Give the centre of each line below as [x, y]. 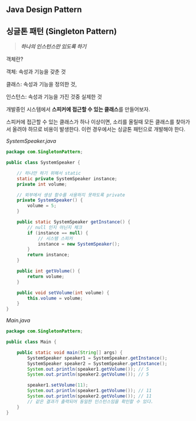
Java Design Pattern [44, 10]
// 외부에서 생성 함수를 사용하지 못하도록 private [71, 195]
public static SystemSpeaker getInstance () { [74, 222]
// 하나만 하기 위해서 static [49, 173]
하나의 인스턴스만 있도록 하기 [53, 47]
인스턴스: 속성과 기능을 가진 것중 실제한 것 [54, 97]
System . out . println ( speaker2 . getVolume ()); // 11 [89, 396]
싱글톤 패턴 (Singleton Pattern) [61, 31]
